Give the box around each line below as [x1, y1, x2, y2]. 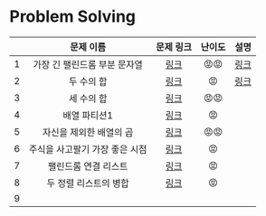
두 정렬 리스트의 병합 [46, 176, 129, 189]
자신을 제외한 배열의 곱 [42, 126, 134, 138]
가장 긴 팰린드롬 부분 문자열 [33, 58, 143, 70]
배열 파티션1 [62, 108, 113, 121]
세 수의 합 [68, 92, 108, 105]
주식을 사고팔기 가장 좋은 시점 [28, 143, 147, 155]
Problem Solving [9, 6, 137, 27]
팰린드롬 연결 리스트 [48, 160, 128, 173]
